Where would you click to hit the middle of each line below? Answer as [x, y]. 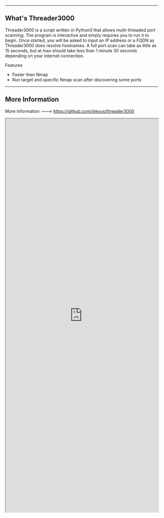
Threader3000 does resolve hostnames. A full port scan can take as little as [81, 45]
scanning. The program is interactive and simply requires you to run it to [77, 35]
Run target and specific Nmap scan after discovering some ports [77, 79]
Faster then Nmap [30, 74]
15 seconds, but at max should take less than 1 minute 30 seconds [71, 50]
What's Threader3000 [40, 18]
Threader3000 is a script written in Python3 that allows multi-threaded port [80, 30]
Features [14, 65]
